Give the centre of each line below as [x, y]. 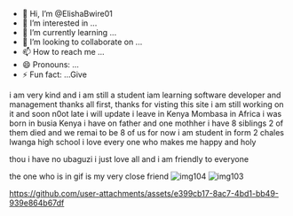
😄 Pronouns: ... [51, 65]
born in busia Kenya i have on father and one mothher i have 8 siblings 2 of [146, 123]
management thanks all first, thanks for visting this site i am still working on [146, 104]
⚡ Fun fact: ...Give [54, 74]
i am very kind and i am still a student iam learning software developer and [145, 95]
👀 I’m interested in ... [59, 23]
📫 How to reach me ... [63, 52]
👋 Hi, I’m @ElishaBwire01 [67, 14]
